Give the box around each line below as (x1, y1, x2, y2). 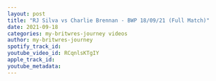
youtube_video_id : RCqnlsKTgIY (7, 50, 100, 57)
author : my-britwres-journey (7, 37, 93, 44)
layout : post (7, 10, 46, 18)
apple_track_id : (7, 56, 55, 63)
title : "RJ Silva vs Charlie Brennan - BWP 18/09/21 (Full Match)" (7, 17, 210, 24)
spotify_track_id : (7, 43, 61, 50)
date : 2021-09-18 (7, 23, 59, 30)
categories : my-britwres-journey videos (7, 30, 128, 37)
